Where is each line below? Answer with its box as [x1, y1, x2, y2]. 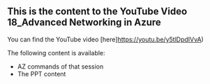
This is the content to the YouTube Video [7, 6, 188, 17]
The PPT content [17, 69, 66, 78]
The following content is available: [7, 48, 106, 57]
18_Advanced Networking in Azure [7, 17, 162, 29]
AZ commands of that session [17, 62, 104, 71]
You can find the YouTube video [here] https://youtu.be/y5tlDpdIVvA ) [7, 35, 204, 43]
